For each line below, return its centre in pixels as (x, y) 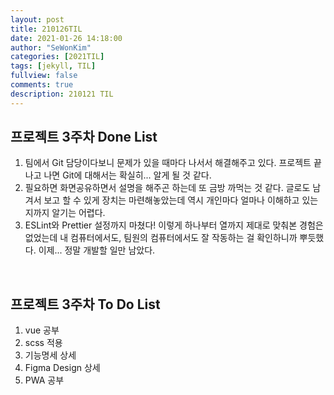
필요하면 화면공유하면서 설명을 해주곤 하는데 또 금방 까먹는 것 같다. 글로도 (167, 188)
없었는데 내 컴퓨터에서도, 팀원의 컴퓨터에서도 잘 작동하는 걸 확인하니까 (161, 238)
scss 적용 (43, 343)
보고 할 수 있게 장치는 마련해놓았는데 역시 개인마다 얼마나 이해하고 (171, 200)
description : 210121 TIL (62, 94)
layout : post (37, 19)
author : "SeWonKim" (51, 47)
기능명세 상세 (50, 355)
